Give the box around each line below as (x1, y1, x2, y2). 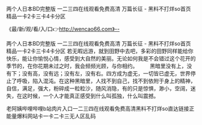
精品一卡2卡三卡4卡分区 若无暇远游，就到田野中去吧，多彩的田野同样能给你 (6, 47, 194, 54)
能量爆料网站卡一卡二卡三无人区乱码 (6, 112, 96, 120)
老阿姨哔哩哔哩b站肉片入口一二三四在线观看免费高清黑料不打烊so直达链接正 (6, 105, 195, 112)
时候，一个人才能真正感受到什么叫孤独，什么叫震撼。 (26, 92, 159, 99)
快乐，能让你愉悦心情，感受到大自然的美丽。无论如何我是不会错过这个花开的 (6, 55, 196, 62)
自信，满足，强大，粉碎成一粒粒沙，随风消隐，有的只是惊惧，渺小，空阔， (6, 85, 191, 92)
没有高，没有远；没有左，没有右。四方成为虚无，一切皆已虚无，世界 (22, 70, 191, 77)
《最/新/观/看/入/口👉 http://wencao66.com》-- (6, 26, 120, 32)
